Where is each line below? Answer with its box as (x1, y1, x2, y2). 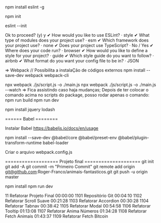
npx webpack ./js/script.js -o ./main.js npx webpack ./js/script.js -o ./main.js (5, 82, 156, 88)
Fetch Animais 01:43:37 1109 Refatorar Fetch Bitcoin (5, 213, 108, 219)
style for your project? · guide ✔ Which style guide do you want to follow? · (5, 53, 154, 59)
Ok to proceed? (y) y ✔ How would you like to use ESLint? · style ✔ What (5, 32, 150, 38)
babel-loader (43, 140, 69, 146)
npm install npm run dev (5, 183, 53, 189)
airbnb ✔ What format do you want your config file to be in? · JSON (5, 58, 139, 63)
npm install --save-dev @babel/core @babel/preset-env (5, 135, 117, 140)
